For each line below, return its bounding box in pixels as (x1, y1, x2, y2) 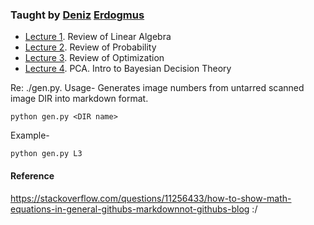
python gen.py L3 (10, 149, 83, 159)
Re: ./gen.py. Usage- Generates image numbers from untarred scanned (10, 82, 305, 94)
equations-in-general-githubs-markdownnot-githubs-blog (10, 203, 250, 215)
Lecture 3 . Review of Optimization (24, 52, 165, 64)
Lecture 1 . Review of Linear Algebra (24, 31, 172, 43)
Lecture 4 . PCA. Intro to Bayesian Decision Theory (24, 63, 232, 75)
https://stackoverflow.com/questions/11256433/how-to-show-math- (10, 192, 292, 204)
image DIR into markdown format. (10, 93, 149, 105)
